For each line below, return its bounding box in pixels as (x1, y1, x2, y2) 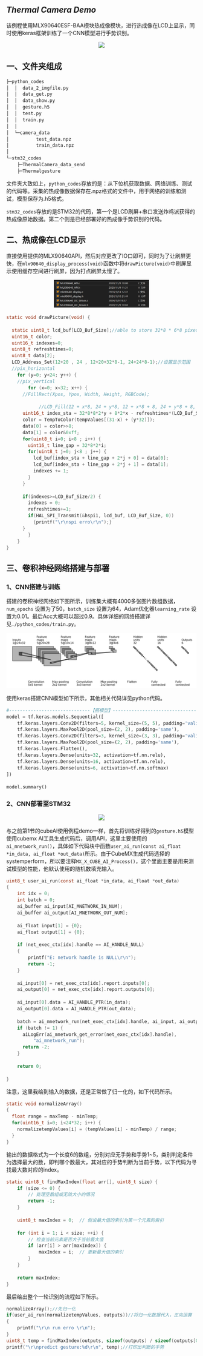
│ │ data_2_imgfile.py (6, 85, 69, 91)
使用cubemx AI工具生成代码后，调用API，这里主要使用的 (6, 834, 147, 842)
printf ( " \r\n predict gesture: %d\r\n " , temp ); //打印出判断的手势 (6, 1344, 164, 1350)
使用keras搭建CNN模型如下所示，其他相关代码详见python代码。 (6, 694, 166, 702)
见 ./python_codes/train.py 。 (6, 620, 80, 628)
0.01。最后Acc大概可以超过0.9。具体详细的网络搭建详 (16, 613, 151, 620)
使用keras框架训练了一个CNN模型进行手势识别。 (11, 29, 133, 36)
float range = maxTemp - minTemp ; (11, 1113, 98, 1119)
